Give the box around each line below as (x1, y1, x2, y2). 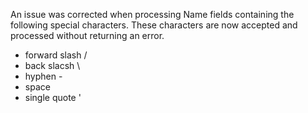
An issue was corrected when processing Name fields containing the (10, 9, 295, 20)
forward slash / (24, 49, 88, 61)
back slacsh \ (24, 60, 81, 71)
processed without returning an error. (10, 30, 165, 41)
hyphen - (24, 70, 63, 82)
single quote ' (24, 92, 82, 103)
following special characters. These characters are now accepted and (10, 19, 298, 31)
